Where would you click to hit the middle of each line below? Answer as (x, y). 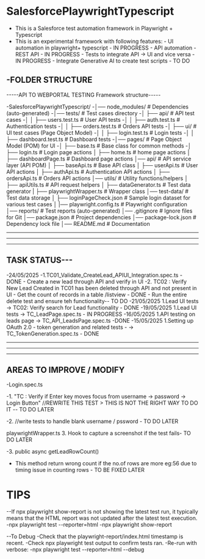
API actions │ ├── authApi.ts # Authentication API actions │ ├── (88, 171)
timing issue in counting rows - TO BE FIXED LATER (80, 470)
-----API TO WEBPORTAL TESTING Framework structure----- (84, 95)
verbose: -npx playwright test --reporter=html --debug (75, 550)
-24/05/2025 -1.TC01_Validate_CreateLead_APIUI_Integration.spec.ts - (95, 275)
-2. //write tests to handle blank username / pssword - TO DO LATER (92, 421)
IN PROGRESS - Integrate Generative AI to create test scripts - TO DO (103, 61)
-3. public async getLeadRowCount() (53, 452)
